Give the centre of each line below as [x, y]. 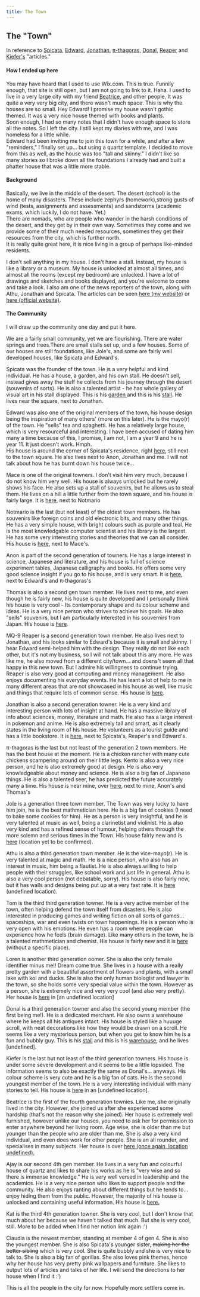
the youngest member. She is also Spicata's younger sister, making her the [98, 1244]
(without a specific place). [38, 947]
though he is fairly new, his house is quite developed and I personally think [98, 599]
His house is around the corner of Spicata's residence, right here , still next [97, 451]
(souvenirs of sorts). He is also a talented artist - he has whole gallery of [95, 389]
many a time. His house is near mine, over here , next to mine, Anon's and [96, 786]
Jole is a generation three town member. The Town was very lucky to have [97, 804]
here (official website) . [34, 300]
